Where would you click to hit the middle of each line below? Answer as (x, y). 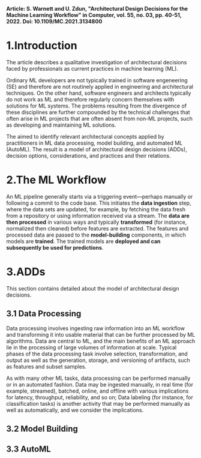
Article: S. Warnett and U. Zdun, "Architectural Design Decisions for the (97, 9)
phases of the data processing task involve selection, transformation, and (97, 354)
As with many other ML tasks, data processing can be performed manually (98, 378)
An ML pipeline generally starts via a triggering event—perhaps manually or (100, 196)
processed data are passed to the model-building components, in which (96, 235)
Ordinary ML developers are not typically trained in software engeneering (97, 80)
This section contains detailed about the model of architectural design (93, 288)
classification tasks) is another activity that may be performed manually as (98, 403)
